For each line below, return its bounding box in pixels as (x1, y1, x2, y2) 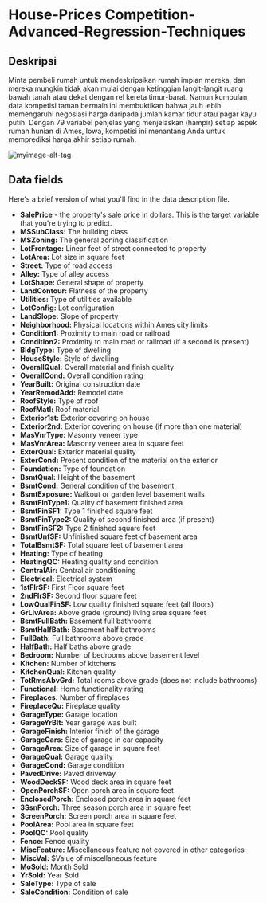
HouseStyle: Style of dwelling (19, 353, 120, 363)
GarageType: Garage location (19, 709, 118, 719)
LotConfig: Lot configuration (19, 303, 115, 312)
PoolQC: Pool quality (19, 827, 89, 838)
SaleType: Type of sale (19, 878, 96, 888)
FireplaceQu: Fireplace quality (19, 701, 121, 710)
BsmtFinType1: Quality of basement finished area (19, 497, 183, 507)
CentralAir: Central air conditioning (19, 565, 137, 575)
